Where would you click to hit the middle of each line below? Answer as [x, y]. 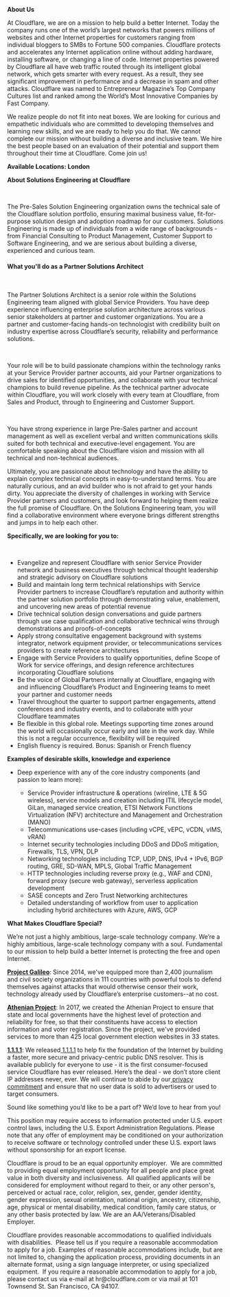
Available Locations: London [49, 166]
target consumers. [33, 1094]
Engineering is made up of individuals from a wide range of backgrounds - [112, 228]
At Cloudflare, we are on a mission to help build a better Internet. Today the [113, 23]
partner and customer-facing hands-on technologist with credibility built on [114, 324]
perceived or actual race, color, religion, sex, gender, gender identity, [105, 1192]
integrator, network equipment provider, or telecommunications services [119, 643]
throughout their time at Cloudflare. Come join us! [77, 153]
